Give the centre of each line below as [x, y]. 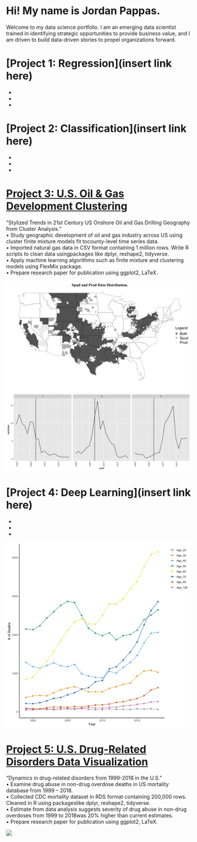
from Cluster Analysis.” [34, 228]
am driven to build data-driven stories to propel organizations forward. [91, 39]
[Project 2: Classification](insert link [96, 129]
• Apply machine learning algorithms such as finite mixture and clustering [95, 260]
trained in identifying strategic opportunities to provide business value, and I [98, 33]
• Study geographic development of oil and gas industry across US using [94, 235]
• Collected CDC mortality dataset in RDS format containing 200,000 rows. [96, 797]
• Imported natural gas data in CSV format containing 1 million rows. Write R [97, 247]
